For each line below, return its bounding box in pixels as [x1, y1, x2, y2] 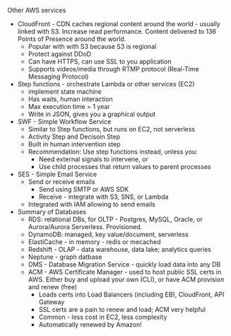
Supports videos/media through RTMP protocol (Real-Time [28, 65, 199, 73]
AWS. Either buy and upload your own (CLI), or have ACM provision [28, 275, 225, 284]
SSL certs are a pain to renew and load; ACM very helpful [38, 306, 206, 313]
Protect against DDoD [28, 50, 92, 58]
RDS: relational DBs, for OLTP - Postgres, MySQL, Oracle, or [28, 215, 203, 224]
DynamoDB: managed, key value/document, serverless [28, 230, 189, 238]
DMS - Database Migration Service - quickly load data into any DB [28, 260, 221, 268]
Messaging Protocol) [28, 72, 89, 81]
